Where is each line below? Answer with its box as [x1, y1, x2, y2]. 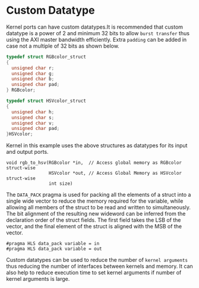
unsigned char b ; [11, 76, 55, 82]
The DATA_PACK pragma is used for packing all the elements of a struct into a [6, 191, 191, 199]
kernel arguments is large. [6, 275, 70, 283]
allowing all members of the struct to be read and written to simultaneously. [6, 204, 191, 211]
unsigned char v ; [11, 120, 55, 126]
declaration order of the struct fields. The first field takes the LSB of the [6, 216, 181, 224]
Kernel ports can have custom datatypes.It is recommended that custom [6, 23, 183, 30]
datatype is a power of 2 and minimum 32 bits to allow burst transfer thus [6, 29, 190, 36]
